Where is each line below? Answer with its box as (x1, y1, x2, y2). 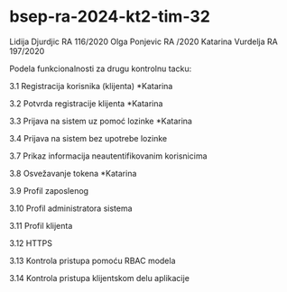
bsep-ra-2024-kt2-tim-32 (9, 6, 210, 27)
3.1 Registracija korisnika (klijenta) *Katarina (9, 80, 173, 91)
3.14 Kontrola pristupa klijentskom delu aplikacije (9, 272, 190, 283)
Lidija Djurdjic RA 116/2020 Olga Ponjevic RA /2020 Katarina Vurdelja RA (9, 36, 278, 47)
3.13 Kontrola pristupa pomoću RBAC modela (9, 255, 176, 266)
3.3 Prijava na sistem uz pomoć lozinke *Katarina (9, 115, 192, 126)
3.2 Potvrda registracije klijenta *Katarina (9, 97, 163, 109)
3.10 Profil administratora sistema (9, 203, 133, 214)
